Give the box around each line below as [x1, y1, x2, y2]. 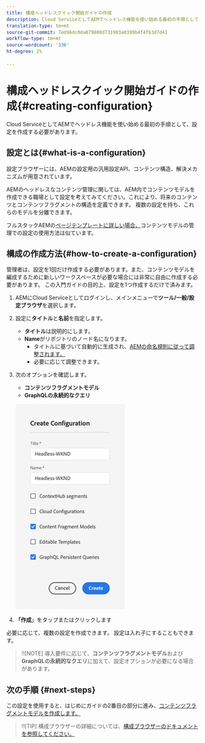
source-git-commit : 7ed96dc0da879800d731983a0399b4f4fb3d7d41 [6, 29, 168, 35]
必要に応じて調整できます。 [33, 358, 103, 365]
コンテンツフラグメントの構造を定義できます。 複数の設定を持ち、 [16, 201, 184, 208]
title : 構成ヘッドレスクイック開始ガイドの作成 [6, 10, 112, 16]
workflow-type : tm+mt [6, 35, 62, 42]
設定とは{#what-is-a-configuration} [6, 148, 146, 158]
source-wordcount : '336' [6, 42, 70, 48]
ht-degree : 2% [6, 49, 43, 55]
